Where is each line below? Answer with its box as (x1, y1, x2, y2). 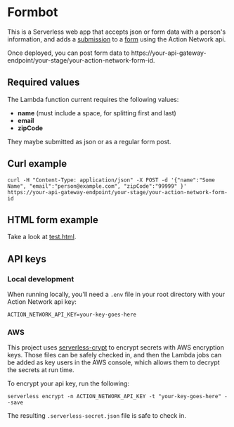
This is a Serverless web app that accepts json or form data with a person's (7, 27, 226, 36)
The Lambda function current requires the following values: (7, 95, 179, 103)
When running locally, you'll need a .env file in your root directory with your (7, 290, 226, 299)
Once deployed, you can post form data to (7, 49, 130, 57)
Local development (7, 274, 74, 283)
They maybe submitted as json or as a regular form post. (7, 137, 171, 146)
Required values (7, 77, 80, 89)
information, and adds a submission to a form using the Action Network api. (7, 34, 226, 43)
